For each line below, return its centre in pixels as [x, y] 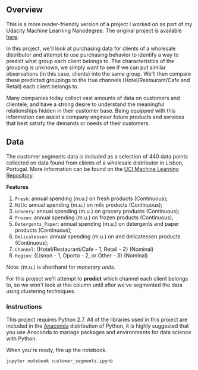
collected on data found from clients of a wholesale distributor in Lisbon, [95, 163]
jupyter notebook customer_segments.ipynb [59, 361]
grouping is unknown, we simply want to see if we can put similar [86, 67]
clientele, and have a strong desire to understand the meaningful [85, 104]
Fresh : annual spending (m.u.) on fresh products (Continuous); [91, 198]
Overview [25, 10]
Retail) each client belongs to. [43, 86]
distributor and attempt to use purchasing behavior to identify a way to [93, 55]
